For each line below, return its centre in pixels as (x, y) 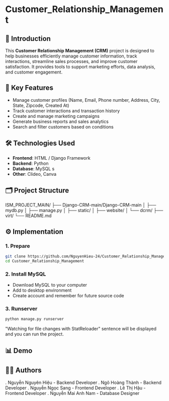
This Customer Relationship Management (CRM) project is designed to (80, 51)
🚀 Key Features (29, 88)
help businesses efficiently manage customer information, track (71, 56)
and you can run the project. (34, 334)
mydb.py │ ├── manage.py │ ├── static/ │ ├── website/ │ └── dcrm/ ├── (84, 211)
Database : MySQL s (33, 169)
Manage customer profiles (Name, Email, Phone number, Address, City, (86, 100)
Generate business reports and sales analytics (61, 121)
